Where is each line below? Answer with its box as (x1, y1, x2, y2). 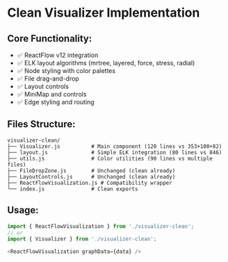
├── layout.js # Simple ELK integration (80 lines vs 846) (7, 149, 222, 156)
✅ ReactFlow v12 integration (17, 51, 99, 59)
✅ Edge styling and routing (17, 98, 95, 106)
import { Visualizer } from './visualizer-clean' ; (7, 236, 157, 243)
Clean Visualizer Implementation (7, 5, 200, 21)
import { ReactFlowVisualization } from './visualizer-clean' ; (7, 222, 195, 230)
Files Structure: (7, 118, 76, 130)
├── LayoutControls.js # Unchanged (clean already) (7, 173, 176, 180)
